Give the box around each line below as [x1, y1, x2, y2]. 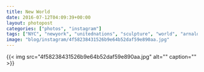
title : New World [6, 8, 50, 15]
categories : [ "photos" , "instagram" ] [6, 25, 102, 32]
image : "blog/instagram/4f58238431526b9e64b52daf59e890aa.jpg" [6, 37, 170, 43]
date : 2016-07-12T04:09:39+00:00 [6, 14, 91, 20]
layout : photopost [6, 20, 53, 26]
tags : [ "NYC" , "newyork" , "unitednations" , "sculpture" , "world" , [6, 31, 178, 37]
